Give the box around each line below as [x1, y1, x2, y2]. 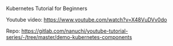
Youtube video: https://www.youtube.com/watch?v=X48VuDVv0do [6, 16, 168, 23]
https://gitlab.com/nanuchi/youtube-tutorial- [21, 27, 129, 34]
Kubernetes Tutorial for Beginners [6, 5, 88, 12]
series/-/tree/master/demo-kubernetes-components [6, 34, 133, 40]
